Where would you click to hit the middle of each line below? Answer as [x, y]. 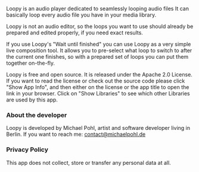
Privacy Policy [27, 149]
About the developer [37, 115]
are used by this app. [32, 100]
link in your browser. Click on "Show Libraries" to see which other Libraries [98, 93]
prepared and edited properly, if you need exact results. [74, 33]
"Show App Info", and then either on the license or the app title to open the [98, 87]
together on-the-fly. [31, 63]
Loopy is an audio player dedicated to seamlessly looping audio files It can [98, 9]
